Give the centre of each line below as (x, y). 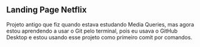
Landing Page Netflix (47, 10)
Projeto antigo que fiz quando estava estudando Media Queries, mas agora (100, 24)
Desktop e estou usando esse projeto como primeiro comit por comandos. (99, 37)
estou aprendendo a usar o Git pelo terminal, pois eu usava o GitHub (92, 31)
